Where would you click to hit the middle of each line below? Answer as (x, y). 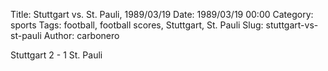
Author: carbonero (81, 35)
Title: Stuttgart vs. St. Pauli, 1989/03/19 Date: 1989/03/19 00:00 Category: (162, 14)
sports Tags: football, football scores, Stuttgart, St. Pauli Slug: (137, 25)
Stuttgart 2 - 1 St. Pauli (56, 55)
